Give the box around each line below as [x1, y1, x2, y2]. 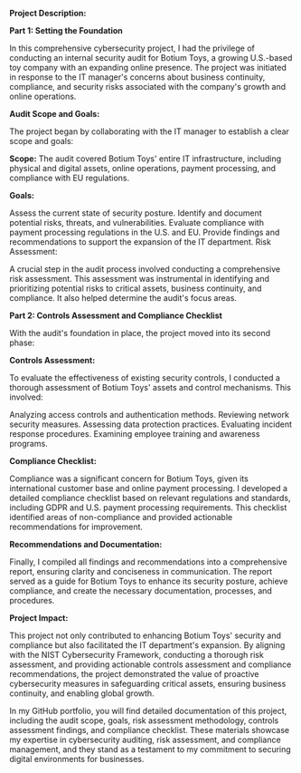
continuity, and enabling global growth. [9, 688, 155, 699]
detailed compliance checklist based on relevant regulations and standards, [9, 493, 291, 503]
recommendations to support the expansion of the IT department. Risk [9, 237, 271, 247]
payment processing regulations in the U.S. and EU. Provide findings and [9, 227, 280, 237]
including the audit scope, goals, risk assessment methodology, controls [9, 715, 279, 726]
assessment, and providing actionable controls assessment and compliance [9, 659, 292, 670]
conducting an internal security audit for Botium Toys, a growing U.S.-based [9, 53, 293, 63]
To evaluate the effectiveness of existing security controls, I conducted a [9, 372, 280, 383]
